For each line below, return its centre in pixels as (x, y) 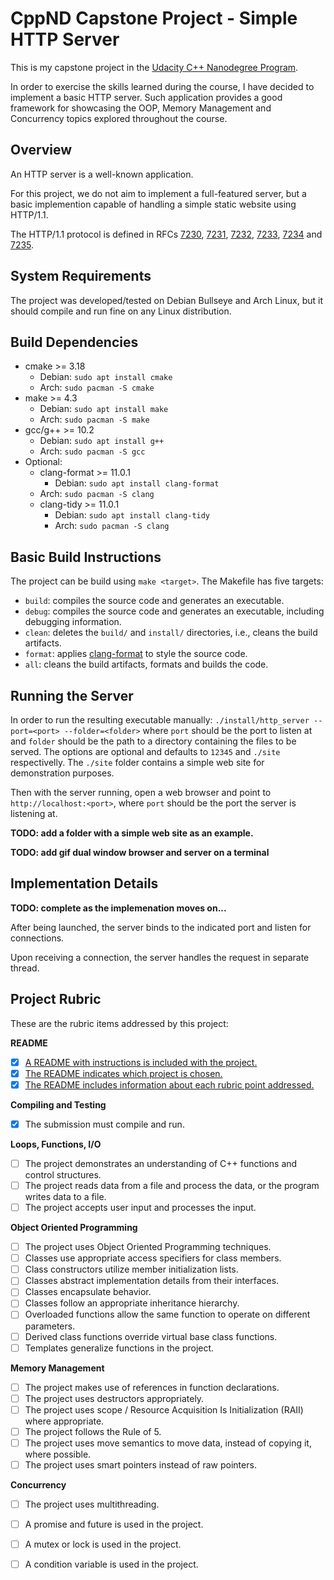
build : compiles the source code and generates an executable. (154, 601)
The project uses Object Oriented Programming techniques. (148, 1247)
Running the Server (72, 695)
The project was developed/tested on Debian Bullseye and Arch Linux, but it (167, 300)
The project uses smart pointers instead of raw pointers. (140, 1464)
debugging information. (73, 622)
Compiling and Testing (58, 1104)
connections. (37, 938)
